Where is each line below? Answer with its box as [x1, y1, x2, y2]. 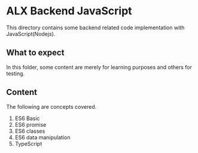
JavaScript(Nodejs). [6, 30, 56, 37]
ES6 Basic [14, 115, 40, 122]
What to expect [6, 48, 65, 58]
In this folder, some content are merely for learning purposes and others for [6, 63, 193, 71]
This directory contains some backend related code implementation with [6, 24, 185, 31]
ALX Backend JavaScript [6, 4, 133, 18]
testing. [6, 70, 25, 77]
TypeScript [14, 140, 42, 147]
